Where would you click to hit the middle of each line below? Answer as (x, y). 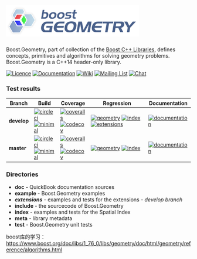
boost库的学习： (26, 237)
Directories (22, 174)
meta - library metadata (43, 218)
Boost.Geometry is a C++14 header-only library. (64, 62)
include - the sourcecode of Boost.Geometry (69, 206)
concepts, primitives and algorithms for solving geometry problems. (88, 55)
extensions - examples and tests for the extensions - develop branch (98, 200)
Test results (23, 88)
